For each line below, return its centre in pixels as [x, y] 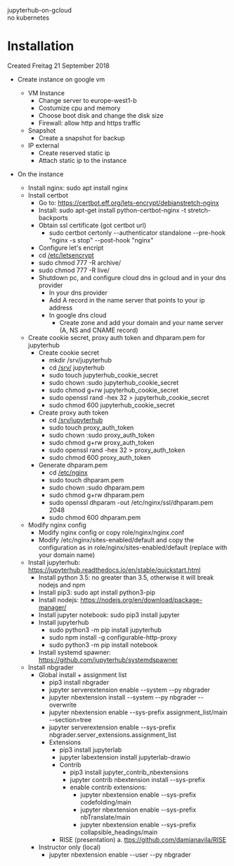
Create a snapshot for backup [82, 138]
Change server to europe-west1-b [87, 100]
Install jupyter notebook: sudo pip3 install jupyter [109, 615]
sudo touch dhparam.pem [86, 480]
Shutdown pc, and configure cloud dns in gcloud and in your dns [132, 277]
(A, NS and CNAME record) [99, 330]
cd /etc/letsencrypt [66, 255]
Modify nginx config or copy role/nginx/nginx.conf [111, 532]
